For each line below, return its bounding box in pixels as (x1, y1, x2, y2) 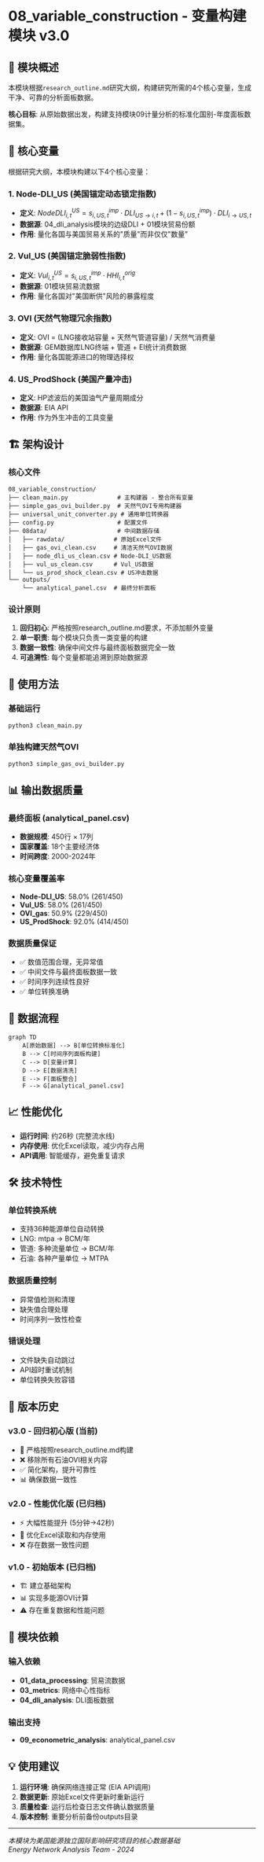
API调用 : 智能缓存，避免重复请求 (19, 1150, 126, 1160)
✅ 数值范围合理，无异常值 (19, 957, 104, 966)
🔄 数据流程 (8, 1012, 59, 1025)
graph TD (8, 1033, 37, 1041)
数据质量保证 (8, 937, 57, 948)
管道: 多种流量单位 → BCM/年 (19, 1244, 115, 1253)
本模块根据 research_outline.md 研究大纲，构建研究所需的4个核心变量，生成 (8, 83, 252, 92)
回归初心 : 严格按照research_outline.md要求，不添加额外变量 (19, 623, 214, 632)
